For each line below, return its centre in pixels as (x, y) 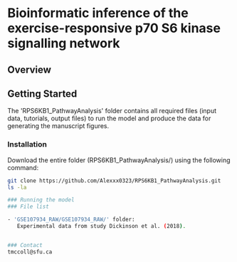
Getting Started (42, 94)
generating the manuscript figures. (58, 126)
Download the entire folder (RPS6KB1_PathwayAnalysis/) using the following (119, 160)
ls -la (17, 187)
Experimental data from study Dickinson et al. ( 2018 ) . (101, 226)
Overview (30, 69)
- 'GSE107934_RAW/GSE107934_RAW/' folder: (71, 220)
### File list (28, 207)
